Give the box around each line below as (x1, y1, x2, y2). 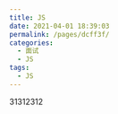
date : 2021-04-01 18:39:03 (9, 22, 110, 31)
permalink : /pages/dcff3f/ (9, 30, 110, 39)
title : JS (9, 13, 46, 22)
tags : (9, 64, 29, 73)
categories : (9, 38, 54, 48)
